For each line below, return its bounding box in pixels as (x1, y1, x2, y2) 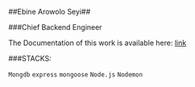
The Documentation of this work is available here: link (8, 38, 187, 48)
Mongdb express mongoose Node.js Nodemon (8, 71, 143, 79)
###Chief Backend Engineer (8, 23, 102, 31)
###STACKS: (8, 54, 52, 63)
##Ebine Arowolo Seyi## (8, 7, 91, 16)
